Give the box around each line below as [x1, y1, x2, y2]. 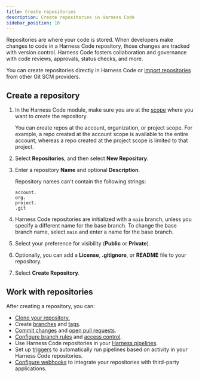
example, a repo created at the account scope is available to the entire [14, 131, 188, 138]
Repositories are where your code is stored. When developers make [6, 36, 173, 44]
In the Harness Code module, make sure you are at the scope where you [14, 106, 194, 113]
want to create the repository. [14, 113, 88, 120]
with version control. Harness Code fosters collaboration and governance [6, 49, 187, 56]
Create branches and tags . [14, 321, 81, 327]
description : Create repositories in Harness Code [6, 14, 135, 20]
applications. [14, 365, 47, 372]
